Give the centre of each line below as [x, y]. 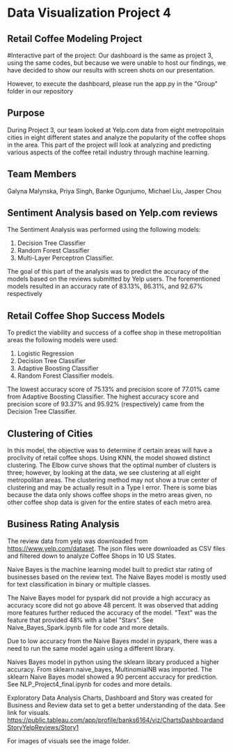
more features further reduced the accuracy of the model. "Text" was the [112, 612]
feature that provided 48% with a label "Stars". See [80, 620]
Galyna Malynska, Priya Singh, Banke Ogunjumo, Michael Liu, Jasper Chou [114, 191]
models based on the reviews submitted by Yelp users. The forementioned [114, 279]
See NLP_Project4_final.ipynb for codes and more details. [90, 684]
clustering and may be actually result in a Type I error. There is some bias [112, 487]
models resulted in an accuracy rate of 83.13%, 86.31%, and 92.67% [105, 286]
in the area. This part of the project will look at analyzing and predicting [109, 145]
